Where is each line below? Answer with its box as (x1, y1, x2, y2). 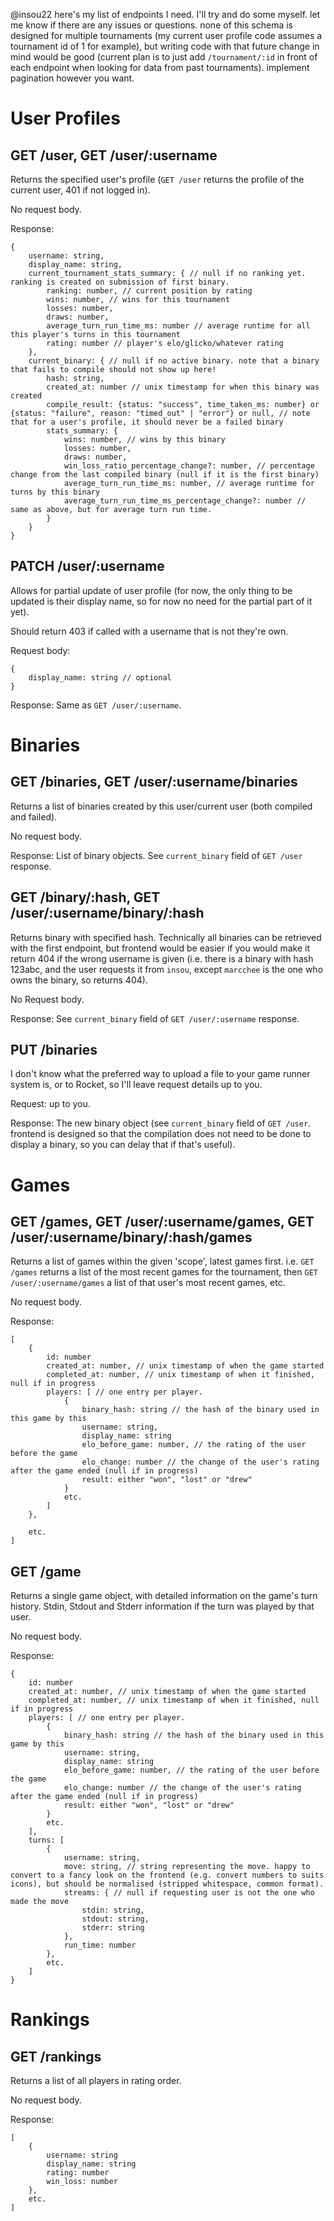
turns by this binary (10, 487, 101, 497)
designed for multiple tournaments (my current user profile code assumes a (10, 30, 323, 41)
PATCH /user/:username (10, 558, 165, 575)
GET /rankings (10, 2048, 102, 2065)
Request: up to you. (10, 1098, 91, 1110)
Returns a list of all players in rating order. (10, 2075, 182, 2087)
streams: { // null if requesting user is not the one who (63, 1888, 315, 1898)
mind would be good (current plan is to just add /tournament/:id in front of (10, 51, 318, 63)
